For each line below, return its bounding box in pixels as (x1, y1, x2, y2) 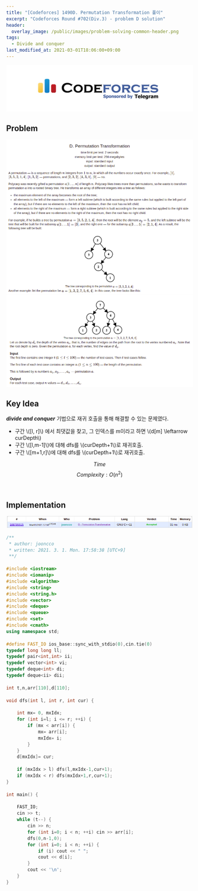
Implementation (6, 500, 66, 510)
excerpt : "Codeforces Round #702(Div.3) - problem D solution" (6, 15, 166, 22)
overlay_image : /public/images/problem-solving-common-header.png (11, 29, 179, 34)
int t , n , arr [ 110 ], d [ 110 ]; (6, 685, 70, 691)
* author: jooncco (8, 541, 55, 547)
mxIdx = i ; (37, 735, 62, 741)
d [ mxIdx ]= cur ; (17, 754, 55, 760)
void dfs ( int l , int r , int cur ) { (6, 697, 94, 704)
